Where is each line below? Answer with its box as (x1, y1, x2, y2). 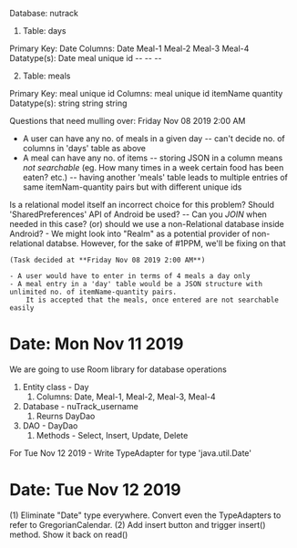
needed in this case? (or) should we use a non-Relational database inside (9, 219, 285, 229)
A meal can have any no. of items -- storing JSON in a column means (22, 152, 283, 163)
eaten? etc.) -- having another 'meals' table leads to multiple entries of (22, 172, 289, 182)
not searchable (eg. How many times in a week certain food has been (22, 162, 284, 172)
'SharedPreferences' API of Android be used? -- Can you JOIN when (9, 209, 267, 220)
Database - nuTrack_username (22, 400, 138, 411)
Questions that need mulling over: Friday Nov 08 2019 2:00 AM (9, 116, 246, 126)
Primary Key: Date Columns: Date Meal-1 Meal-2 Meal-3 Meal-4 (9, 43, 250, 54)
